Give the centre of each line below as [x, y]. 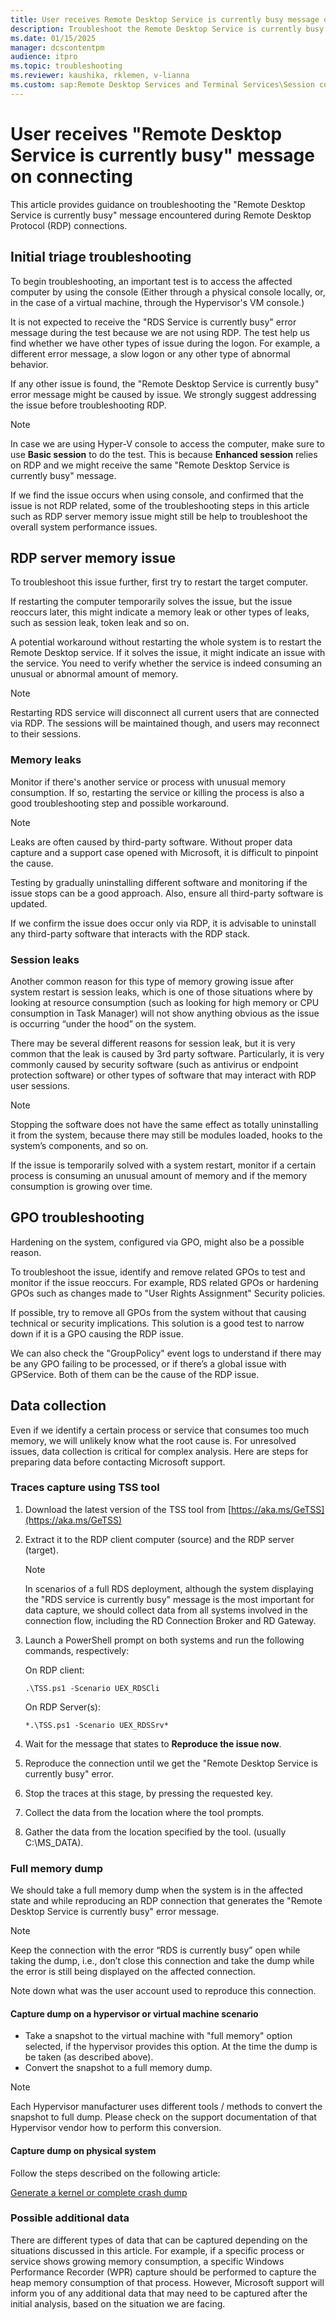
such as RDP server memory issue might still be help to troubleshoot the [159, 516]
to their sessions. [46, 734]
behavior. [29, 364]
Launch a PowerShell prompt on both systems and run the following [164, 1640]
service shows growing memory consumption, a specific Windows [147, 2261]
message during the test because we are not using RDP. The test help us [160, 332]
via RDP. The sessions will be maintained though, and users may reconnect [165, 723]
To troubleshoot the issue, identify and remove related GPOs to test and [158, 1272]
